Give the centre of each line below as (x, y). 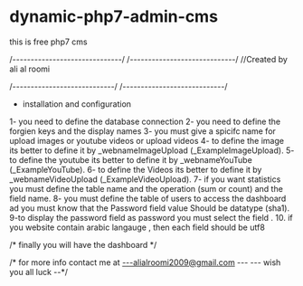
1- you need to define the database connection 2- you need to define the (145, 121)
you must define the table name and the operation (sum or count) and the (146, 188)
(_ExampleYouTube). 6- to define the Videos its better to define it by (136, 169)
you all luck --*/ (39, 272)
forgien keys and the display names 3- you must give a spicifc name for (142, 131)
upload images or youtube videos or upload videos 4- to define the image (147, 140)
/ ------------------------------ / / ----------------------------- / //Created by (148, 59)
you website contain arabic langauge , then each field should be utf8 (137, 227)
